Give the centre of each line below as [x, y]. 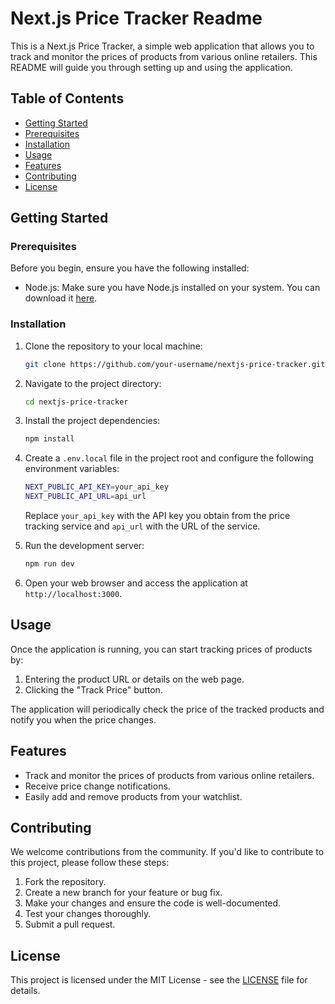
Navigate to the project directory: [93, 383]
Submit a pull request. [70, 924]
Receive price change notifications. [97, 786]
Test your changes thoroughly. [88, 914]
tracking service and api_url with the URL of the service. [142, 526]
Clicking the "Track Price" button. [93, 689]
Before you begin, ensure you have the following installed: [130, 268]
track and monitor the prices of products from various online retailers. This [164, 56]
